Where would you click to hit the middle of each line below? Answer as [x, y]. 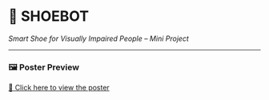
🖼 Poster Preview [44, 67]
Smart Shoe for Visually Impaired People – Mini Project [99, 38]
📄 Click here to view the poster [59, 88]
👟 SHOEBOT [49, 16]
